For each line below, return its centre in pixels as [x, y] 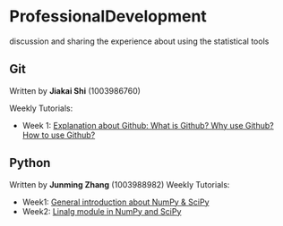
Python [30, 163]
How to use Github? [59, 135]
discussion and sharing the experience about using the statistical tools [139, 41]
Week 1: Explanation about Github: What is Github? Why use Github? [148, 125]
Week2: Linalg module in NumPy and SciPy [102, 211]
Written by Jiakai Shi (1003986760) [75, 90]
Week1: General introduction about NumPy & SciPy [116, 202]
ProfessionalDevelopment [108, 17]
